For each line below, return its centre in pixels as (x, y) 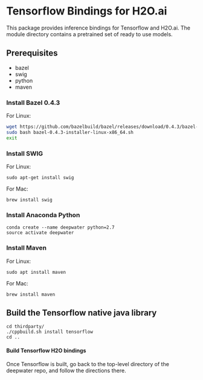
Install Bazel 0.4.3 (33, 103)
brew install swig (29, 200)
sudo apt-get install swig (40, 177)
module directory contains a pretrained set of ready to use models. (90, 34)
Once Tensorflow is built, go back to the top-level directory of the (88, 364)
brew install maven (31, 294)
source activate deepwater (40, 233)
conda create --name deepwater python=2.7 (60, 227)
